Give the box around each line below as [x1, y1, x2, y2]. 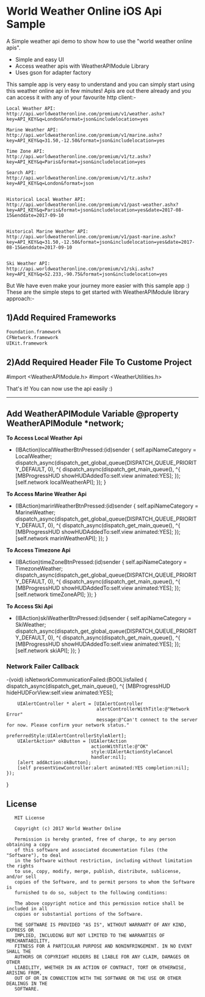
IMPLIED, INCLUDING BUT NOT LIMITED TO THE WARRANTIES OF [14, 933, 165, 939]
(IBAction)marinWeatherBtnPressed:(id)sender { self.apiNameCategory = [15, 502, 199, 509]
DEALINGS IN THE [6, 981, 48, 987]
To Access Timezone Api [6, 547, 71, 553]
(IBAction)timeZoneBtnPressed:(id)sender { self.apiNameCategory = [15, 558, 187, 566]
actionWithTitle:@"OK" [90, 743, 149, 750]
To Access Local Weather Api [6, 434, 82, 441]
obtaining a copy [6, 842, 51, 848]
